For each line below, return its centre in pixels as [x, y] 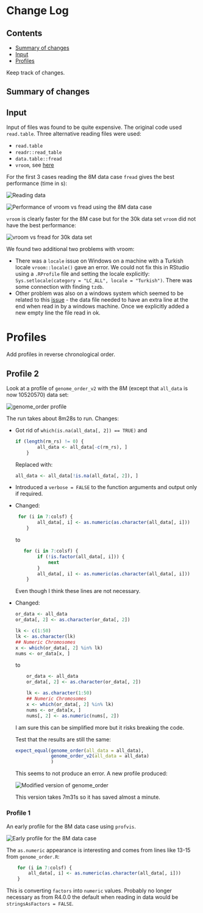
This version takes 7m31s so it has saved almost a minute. [87, 797]
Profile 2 [23, 373]
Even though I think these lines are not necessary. [78, 591]
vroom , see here [34, 165]
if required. [29, 494]
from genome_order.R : [33, 856]
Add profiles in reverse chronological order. [61, 354]
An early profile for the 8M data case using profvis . [71, 826]
